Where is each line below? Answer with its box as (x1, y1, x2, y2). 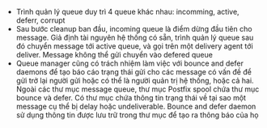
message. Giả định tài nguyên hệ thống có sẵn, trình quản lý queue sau (15, 32, 254, 42)
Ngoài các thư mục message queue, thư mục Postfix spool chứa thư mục (15, 84, 260, 94)
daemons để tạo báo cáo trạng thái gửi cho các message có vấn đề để (15, 67, 252, 76)
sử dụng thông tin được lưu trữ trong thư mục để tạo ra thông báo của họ (15, 110, 259, 120)
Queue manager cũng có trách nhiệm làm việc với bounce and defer (15, 58, 244, 68)
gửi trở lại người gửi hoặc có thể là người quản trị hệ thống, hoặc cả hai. (15, 76, 254, 85)
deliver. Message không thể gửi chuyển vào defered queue (15, 50, 213, 59)
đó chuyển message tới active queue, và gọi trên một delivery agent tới (15, 41, 253, 51)
